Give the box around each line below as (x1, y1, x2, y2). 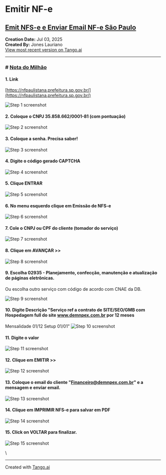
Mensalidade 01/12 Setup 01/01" (5, 323, 70, 329)
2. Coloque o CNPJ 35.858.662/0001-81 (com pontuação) (5, 113, 126, 119)
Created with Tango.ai (5, 464, 50, 470)
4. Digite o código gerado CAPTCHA (5, 158, 81, 164)
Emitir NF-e (5, 3, 53, 15)
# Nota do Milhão (5, 63, 47, 70)
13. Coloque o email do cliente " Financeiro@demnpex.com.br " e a (5, 379, 143, 385)
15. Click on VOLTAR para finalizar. (5, 429, 78, 435)
